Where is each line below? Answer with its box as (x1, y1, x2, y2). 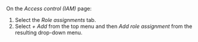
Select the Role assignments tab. (14, 17, 96, 23)
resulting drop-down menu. (14, 29, 83, 36)
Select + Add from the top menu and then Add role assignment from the (14, 23, 193, 30)
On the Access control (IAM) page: (6, 5, 92, 12)
